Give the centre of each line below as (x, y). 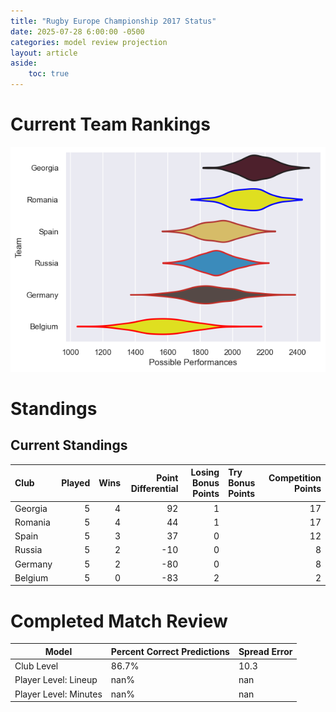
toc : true (49, 74)
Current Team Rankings (110, 124)
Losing (205, 472)
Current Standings (69, 445)
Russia (28, 550)
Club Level (36, 666)
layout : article (44, 53)
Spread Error (265, 651)
